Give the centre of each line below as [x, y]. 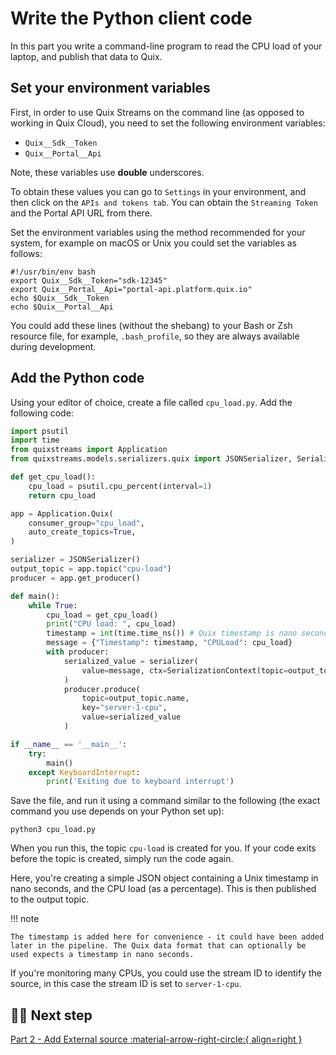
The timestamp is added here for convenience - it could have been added [167, 937]
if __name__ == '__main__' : [69, 744]
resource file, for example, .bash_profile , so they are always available [155, 336]
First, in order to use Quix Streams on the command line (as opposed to [157, 112]
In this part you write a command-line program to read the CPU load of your [166, 46]
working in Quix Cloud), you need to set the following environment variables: [168, 123]
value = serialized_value [131, 717]
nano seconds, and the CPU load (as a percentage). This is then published [163, 889]
